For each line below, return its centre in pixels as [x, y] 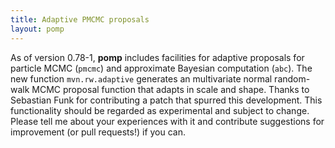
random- [292, 78]
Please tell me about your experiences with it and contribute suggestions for [167, 121]
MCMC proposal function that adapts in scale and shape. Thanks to [170, 89]
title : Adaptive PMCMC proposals [80, 19]
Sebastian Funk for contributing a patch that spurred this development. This [166, 100]
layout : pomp [37, 29]
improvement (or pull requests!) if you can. [98, 132]
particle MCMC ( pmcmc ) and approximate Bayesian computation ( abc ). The [161, 68]
